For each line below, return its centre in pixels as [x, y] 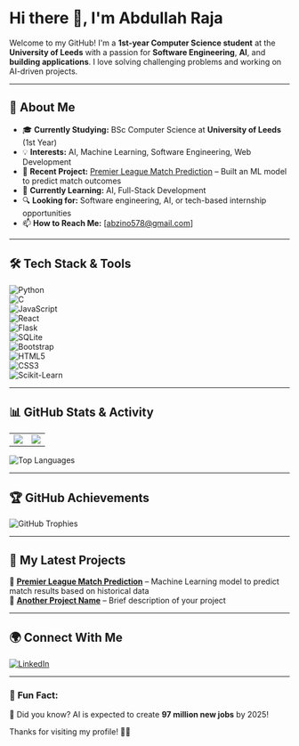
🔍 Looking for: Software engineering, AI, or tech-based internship [144, 200]
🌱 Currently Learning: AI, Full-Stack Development [114, 190]
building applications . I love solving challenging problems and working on [145, 61]
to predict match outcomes [72, 181]
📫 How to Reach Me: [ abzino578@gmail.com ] [108, 223]
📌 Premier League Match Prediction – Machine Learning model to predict [145, 581]
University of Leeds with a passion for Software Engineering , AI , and [137, 52]
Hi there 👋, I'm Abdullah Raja [117, 18]
